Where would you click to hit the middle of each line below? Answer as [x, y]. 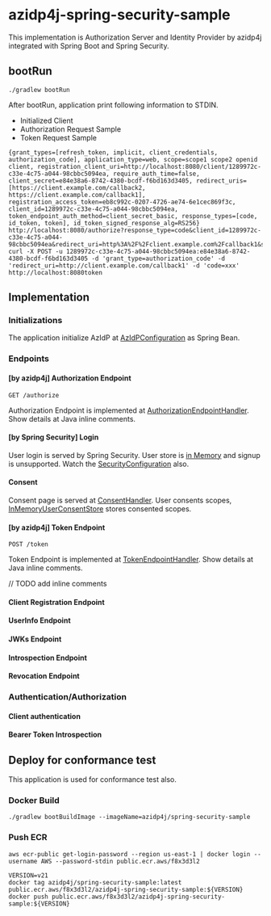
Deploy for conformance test [82, 760]
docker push [28, 897]
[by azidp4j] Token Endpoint [57, 527]
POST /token [28, 544]
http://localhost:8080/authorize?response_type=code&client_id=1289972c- [135, 230]
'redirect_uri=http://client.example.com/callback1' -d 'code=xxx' [124, 265]
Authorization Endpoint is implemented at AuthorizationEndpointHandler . [129, 410]
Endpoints [29, 359]
